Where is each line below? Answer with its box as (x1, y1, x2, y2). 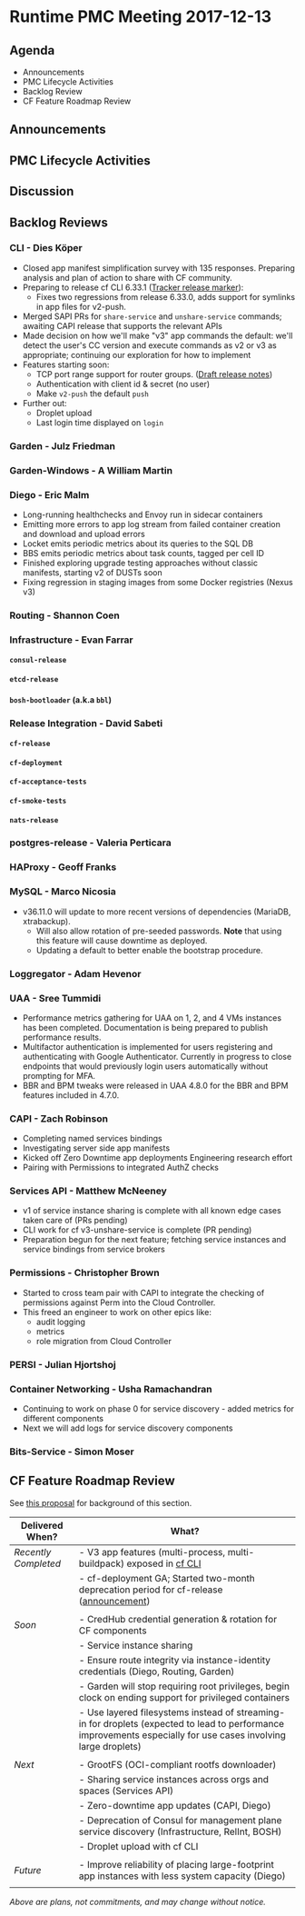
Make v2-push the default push (35, 388, 150, 399)
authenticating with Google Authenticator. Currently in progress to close (22, 1051, 292, 1062)
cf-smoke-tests (9, 796, 67, 805)
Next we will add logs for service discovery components (22, 1422, 233, 1433)
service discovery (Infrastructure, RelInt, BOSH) (78, 1825, 282, 1838)
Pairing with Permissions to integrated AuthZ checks (22, 1162, 220, 1173)
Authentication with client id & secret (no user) (35, 378, 211, 389)
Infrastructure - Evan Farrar (9, 634, 133, 646)
